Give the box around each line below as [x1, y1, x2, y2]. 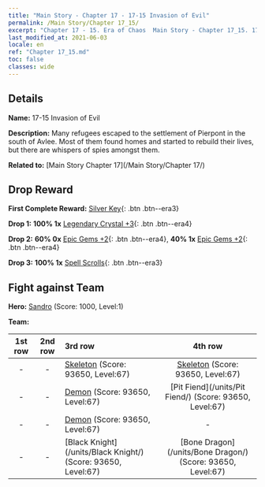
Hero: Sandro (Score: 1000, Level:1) [8, 302, 124, 311]
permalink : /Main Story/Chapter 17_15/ [8, 19, 140, 27]
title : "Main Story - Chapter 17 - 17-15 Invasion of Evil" [8, 11, 211, 20]
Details [8, 92, 43, 106]
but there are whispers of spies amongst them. [8, 145, 160, 154]
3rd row [64, 340, 95, 351]
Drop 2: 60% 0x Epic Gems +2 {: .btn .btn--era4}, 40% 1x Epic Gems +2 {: [8, 234, 248, 244]
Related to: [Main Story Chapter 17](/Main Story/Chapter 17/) [8, 160, 205, 169]
